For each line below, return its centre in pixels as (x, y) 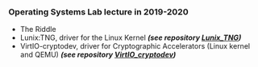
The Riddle (38, 30)
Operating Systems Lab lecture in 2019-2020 (98, 12)
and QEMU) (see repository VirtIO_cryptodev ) (98, 55)
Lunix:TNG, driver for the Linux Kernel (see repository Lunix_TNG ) (131, 37)
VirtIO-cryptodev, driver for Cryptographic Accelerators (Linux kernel (135, 46)
